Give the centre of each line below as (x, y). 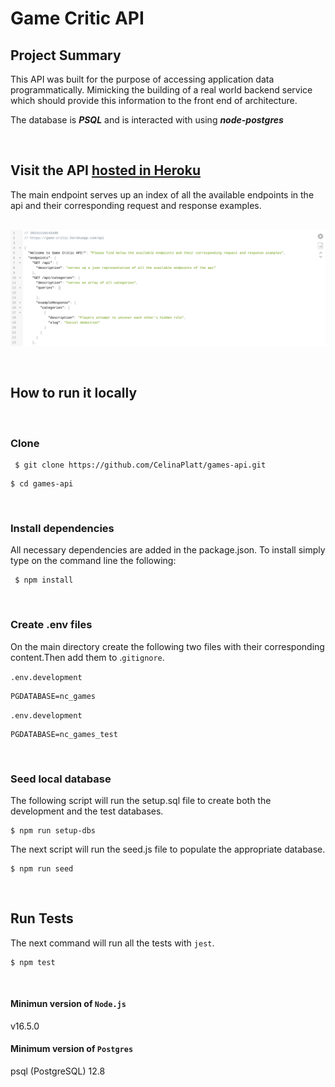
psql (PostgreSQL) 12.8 (58, 1071)
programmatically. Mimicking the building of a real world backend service (161, 90)
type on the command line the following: (93, 561)
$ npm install (44, 580)
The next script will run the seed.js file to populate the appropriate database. (168, 849)
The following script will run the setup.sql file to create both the (141, 800)
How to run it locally (74, 393)
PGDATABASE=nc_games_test (64, 734)
